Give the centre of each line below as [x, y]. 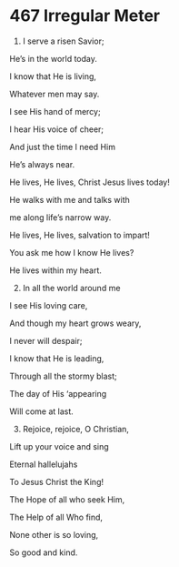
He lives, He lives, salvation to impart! [80, 235]
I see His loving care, [49, 305]
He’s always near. [42, 164]
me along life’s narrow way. [60, 217]
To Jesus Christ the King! [57, 481]
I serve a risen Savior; [63, 41]
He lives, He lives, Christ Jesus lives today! [89, 182]
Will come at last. [42, 411]
